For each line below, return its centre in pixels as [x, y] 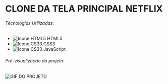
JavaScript [54, 49]
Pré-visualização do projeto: [35, 60]
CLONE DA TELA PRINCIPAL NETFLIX [84, 9]
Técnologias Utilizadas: [30, 23]
